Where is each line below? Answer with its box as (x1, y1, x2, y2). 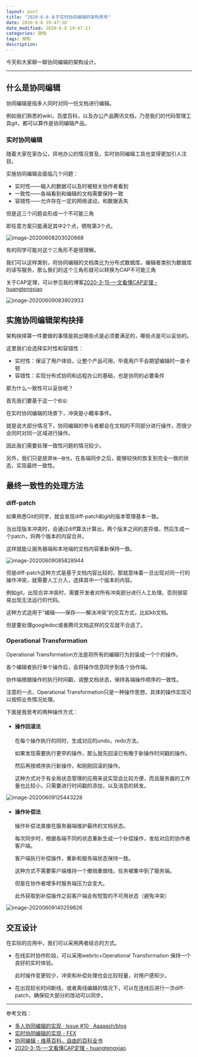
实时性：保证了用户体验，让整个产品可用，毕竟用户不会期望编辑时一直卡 (14, 357, 190, 364)
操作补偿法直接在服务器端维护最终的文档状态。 (14, 822, 128, 829)
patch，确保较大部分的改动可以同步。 (14, 992, 107, 999)
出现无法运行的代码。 (11, 597, 63, 604)
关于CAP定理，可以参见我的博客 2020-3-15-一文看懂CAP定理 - (6, 278, 158, 286)
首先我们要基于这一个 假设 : (6, 397, 68, 404)
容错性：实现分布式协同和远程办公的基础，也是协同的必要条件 (14, 372, 165, 379)
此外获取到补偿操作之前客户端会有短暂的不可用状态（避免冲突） (14, 893, 170, 900)
